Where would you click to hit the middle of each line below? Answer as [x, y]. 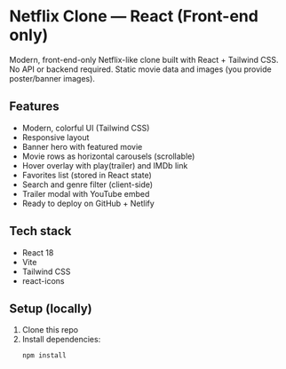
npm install [44, 356]
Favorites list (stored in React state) [87, 175]
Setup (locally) [51, 308]
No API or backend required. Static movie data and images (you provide [141, 69]
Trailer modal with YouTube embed [86, 193]
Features [34, 107]
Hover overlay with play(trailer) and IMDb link [105, 165]
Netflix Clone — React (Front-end [134, 16]
